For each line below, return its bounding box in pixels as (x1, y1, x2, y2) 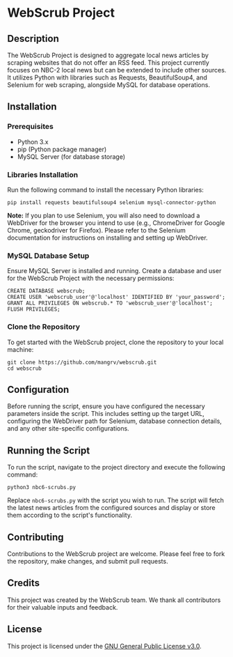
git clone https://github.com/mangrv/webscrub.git (7, 359, 157, 366)
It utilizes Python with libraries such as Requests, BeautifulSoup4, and (7, 73, 207, 82)
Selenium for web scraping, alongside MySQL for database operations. (7, 81, 211, 88)
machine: (7, 345, 34, 353)
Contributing (7, 531, 64, 543)
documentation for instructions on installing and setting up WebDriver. (7, 233, 208, 242)
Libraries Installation (7, 169, 79, 179)
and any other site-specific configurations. (7, 424, 130, 433)
